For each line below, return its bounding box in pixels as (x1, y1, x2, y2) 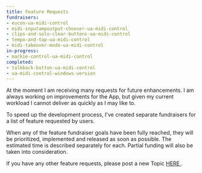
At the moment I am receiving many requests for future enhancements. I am (6, 86, 194, 94)
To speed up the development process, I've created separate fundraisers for (6, 111, 196, 118)
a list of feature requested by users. (6, 118, 95, 125)
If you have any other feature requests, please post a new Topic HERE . (6, 160, 183, 167)
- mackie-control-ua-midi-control (6, 53, 93, 59)
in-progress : (6, 48, 39, 54)
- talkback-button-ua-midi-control (6, 64, 96, 71)
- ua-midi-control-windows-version (6, 70, 96, 76)
